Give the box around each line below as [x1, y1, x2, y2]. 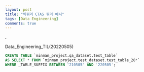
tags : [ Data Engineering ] [5, 16, 58, 21]
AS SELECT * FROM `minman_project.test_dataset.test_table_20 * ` [5, 58, 140, 63]
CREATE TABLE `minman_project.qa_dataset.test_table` [5, 53, 118, 58]
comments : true [5, 21, 36, 26]
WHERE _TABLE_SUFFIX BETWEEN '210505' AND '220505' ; [5, 62, 116, 67]
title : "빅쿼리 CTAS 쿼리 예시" [5, 12, 65, 17]
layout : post [5, 7, 32, 12]
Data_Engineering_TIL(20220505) [5, 44, 74, 49]
